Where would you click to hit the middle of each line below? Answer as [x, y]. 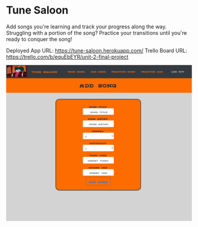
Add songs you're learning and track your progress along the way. [86, 27]
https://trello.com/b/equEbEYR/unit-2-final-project [67, 57]
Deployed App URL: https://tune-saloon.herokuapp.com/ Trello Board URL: [97, 50]
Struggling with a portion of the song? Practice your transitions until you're [97, 32]
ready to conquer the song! [39, 39]
